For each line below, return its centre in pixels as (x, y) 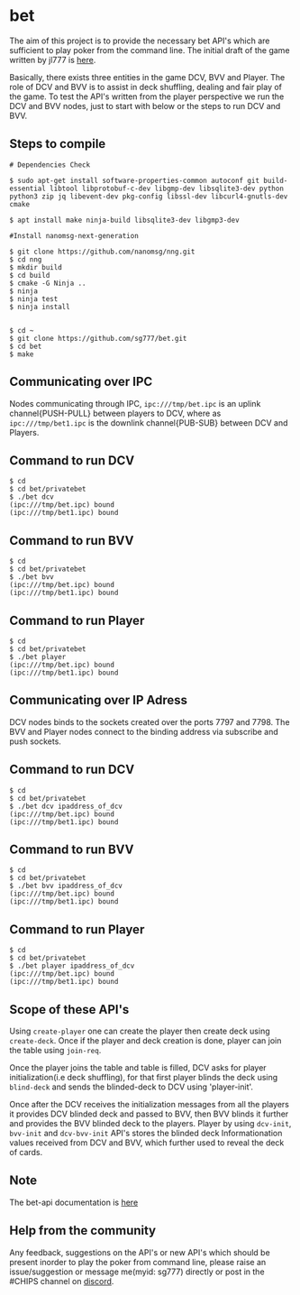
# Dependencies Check (50, 165)
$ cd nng (26, 259)
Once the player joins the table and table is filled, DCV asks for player (138, 1068)
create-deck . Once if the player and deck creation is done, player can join (145, 1041)
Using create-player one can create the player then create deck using (140, 1031)
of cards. (26, 1153)
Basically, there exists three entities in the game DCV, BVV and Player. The (147, 77)
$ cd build (30, 275)
